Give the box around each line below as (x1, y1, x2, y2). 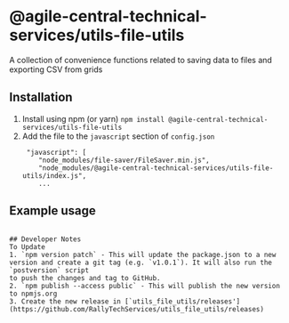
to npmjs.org (9, 289, 58, 298)
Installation (9, 90, 73, 105)
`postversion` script (9, 265, 90, 275)
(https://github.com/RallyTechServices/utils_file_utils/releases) (9, 304, 265, 313)
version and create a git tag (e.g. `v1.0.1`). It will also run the (9, 258, 273, 267)
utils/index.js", (21, 171, 87, 180)
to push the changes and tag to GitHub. (9, 273, 162, 282)
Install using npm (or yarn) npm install (21, 113, 165, 124)
